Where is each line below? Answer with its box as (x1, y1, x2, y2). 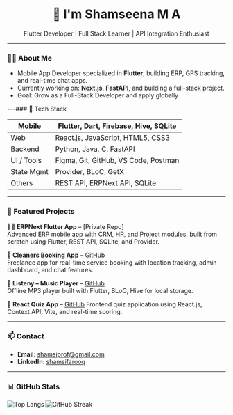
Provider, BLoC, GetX (55, 167, 125, 177)
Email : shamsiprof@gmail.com (17, 350, 105, 358)
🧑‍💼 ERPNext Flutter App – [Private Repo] (7, 222, 124, 230)
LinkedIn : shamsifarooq (17, 357, 85, 366)
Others (10, 178, 33, 188)
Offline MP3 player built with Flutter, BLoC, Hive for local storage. (7, 286, 193, 295)
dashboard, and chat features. (7, 265, 94, 274)
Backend (10, 144, 40, 154)
